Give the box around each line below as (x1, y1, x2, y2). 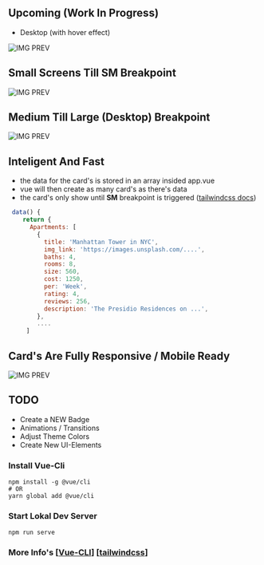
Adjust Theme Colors (19, 431, 90, 441)
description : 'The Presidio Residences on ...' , (43, 305, 209, 313)
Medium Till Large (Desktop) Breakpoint (8, 111, 211, 124)
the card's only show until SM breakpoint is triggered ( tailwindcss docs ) (19, 193, 257, 203)
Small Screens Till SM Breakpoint (8, 66, 177, 80)
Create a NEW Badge (19, 414, 90, 424)
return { (22, 215, 52, 224)
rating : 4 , (43, 290, 81, 298)
